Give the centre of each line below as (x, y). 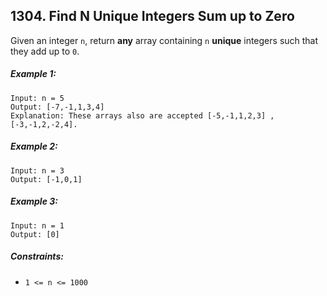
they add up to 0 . (45, 51)
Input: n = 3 (37, 170)
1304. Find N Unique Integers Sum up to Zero (152, 16)
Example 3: (34, 201)
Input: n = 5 (37, 98)
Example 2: (34, 146)
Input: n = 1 (37, 225)
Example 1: (33, 74)
